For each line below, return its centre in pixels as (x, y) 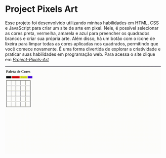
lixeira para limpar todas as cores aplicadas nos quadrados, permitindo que (82, 43)
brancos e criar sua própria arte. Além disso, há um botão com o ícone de (80, 39)
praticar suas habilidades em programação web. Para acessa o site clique (80, 54)
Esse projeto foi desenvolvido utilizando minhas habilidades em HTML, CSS (82, 23)
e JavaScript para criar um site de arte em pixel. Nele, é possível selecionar (82, 28)
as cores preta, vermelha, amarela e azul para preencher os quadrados (77, 33)
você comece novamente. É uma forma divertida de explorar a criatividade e (83, 49)
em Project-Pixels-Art (27, 59)
